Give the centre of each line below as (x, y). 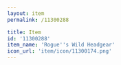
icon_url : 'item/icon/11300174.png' (59, 51)
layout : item (26, 13)
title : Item (24, 32)
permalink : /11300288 (38, 20)
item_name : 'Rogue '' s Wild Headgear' (61, 45)
